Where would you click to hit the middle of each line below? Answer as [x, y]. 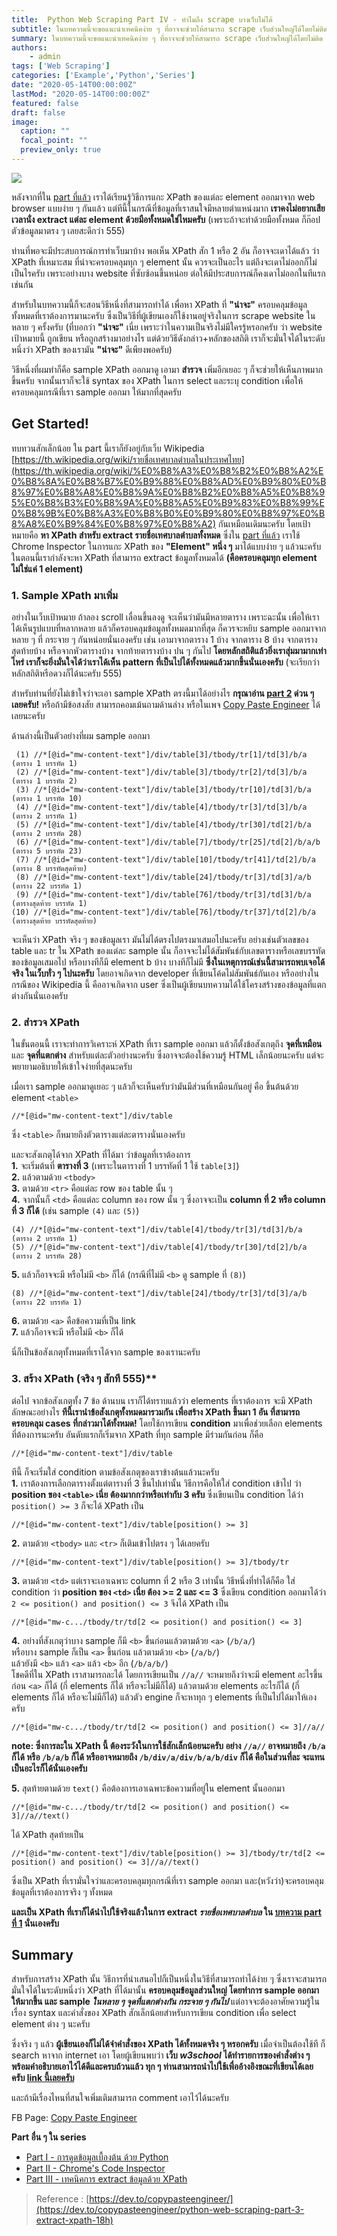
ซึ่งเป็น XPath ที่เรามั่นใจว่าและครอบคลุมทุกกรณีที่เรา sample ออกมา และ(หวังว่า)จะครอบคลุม [167, 1880]
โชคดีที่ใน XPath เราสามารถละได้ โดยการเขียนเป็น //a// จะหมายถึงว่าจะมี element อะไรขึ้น [167, 1674]
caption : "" [45, 131]
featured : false [45, 103]
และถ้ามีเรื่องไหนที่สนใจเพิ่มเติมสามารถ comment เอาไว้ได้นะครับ [120, 2098]
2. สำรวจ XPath [46, 1022]
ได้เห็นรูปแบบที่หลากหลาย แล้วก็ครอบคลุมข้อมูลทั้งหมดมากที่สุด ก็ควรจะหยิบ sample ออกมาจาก [169, 628]
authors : [29, 47]
